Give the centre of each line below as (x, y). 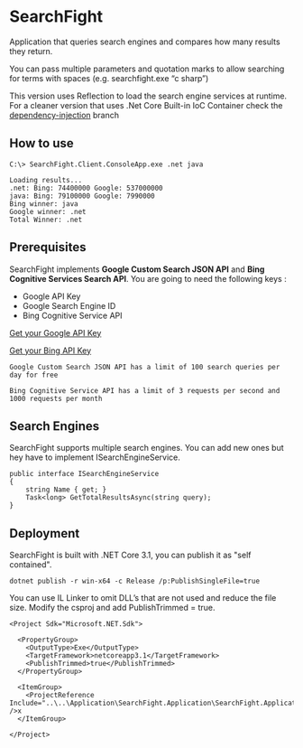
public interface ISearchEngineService (84, 474)
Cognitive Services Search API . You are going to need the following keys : (148, 278)
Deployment (45, 533)
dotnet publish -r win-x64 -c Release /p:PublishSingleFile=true (134, 581)
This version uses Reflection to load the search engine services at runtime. (148, 96)
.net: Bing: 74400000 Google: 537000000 (87, 188)
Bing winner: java (44, 204)
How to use (41, 143)
